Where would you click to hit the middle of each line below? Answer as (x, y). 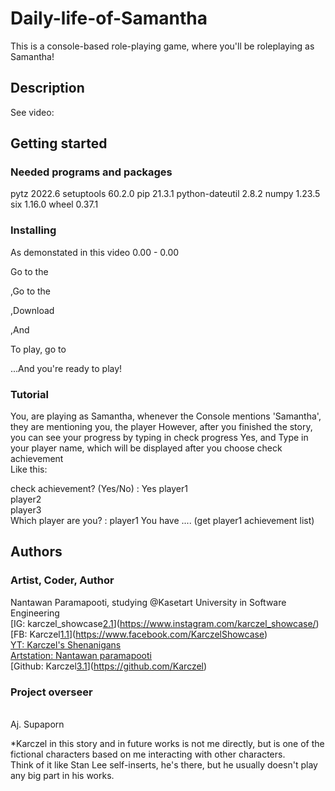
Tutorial (29, 394)
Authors (36, 552)
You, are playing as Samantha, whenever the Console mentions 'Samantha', (166, 416)
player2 (26, 499)
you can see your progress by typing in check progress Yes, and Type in (159, 438)
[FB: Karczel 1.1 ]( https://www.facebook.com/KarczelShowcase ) (139, 634)
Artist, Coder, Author (62, 580)
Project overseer (51, 692)
